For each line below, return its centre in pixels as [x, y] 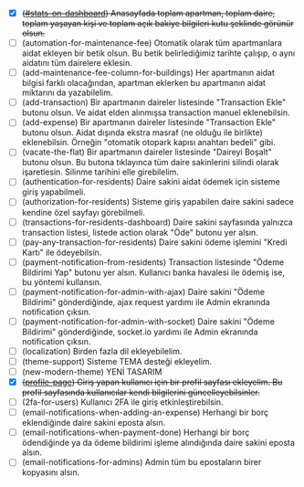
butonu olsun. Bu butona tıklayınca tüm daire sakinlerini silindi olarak [150, 163]
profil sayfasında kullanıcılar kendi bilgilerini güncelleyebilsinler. [141, 393]
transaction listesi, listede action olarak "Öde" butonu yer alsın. [140, 232]
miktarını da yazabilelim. [67, 93]
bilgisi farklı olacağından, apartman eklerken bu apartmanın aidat [144, 83]
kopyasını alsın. [51, 472]
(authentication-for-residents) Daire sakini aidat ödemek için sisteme [151, 182]
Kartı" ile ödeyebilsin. [62, 252]
